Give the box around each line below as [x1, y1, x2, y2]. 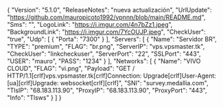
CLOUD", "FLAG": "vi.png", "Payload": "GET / [7, 65, 135, 72]
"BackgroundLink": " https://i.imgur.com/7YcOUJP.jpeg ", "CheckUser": [7, 28, 206, 36]
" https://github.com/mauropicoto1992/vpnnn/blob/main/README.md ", [7, 13, 206, 21]
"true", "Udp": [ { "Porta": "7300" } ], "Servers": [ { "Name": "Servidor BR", [7, 35, 218, 43]
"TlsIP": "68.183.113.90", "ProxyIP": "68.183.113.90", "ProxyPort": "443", [7, 86, 207, 94]
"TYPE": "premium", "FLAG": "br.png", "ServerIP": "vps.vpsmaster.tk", [7, 43, 205, 50]
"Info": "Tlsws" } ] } [7, 94, 62, 102]
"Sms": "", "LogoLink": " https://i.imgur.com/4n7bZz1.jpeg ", [7, 21, 173, 28]
